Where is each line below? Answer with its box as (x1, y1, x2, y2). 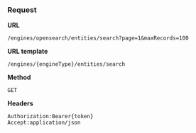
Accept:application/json (7, 119, 81, 127)
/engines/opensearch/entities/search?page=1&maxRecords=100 (7, 35, 190, 42)
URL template (7, 47, 48, 56)
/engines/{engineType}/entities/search (7, 61, 126, 68)
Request (7, 5, 37, 15)
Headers (7, 99, 33, 108)
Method (7, 73, 31, 82)
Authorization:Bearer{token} (7, 113, 94, 120)
